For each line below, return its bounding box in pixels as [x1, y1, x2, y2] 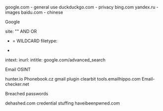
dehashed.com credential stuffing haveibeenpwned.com [5, 100, 120, 106]
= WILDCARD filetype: [12, 38, 58, 44]
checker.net [5, 81, 30, 87]
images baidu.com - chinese [5, 9, 63, 15]
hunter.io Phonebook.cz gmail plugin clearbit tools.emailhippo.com [5, 76, 141, 82]
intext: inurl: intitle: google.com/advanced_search [5, 57, 106, 63]
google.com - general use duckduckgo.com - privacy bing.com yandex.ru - [5, 4, 159, 10]
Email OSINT [5, 66, 31, 72]
